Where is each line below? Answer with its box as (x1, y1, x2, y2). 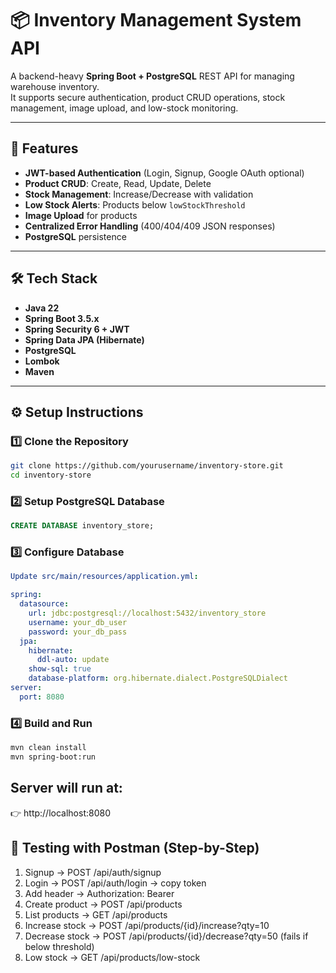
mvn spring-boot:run (10, 752, 97, 762)
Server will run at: (10, 780, 123, 797)
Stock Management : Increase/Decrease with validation (24, 188, 254, 200)
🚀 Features (10, 140, 79, 157)
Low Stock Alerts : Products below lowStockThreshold (24, 198, 246, 211)
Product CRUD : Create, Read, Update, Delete (24, 177, 212, 189)
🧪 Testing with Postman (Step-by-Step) (10, 840, 260, 857)
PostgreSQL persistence (24, 230, 127, 242)
